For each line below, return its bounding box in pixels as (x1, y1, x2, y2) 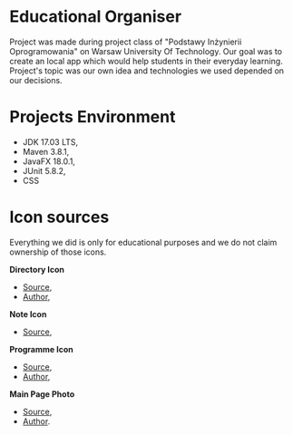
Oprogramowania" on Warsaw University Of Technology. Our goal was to (9, 45, 283, 56)
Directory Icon (9, 264, 65, 275)
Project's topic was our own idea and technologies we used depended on (9, 65, 284, 76)
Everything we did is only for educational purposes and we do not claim (9, 237, 278, 247)
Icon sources (9, 207, 110, 227)
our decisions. (9, 74, 63, 85)
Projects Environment (9, 107, 176, 128)
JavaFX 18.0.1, (22, 156, 75, 167)
